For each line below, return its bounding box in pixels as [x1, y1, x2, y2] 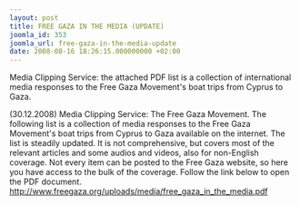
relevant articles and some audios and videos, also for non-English [9, 147, 259, 159]
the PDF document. [9, 176, 82, 187]
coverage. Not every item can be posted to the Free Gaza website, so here [9, 157, 289, 168]
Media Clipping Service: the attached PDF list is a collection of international [9, 72, 292, 83]
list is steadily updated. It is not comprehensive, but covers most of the [9, 138, 275, 149]
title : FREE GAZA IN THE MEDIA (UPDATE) [9, 22, 165, 31]
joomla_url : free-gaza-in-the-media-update [9, 38, 177, 48]
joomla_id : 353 [9, 30, 67, 39]
